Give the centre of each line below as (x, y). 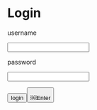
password (22, 62)
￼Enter (41, 98)
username (22, 33)
